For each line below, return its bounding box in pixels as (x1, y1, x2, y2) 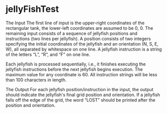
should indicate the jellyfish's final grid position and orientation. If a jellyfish (5, 92, 161, 98)
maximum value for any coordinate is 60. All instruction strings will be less (5, 71, 158, 77)
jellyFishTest (5, 3, 59, 15)
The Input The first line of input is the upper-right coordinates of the (5, 20, 145, 26)
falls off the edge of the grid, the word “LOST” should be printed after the (5, 97, 156, 103)
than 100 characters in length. (5, 77, 67, 83)
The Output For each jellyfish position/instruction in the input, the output (5, 86, 154, 92)
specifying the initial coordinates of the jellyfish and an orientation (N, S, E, (5, 41, 159, 47)
